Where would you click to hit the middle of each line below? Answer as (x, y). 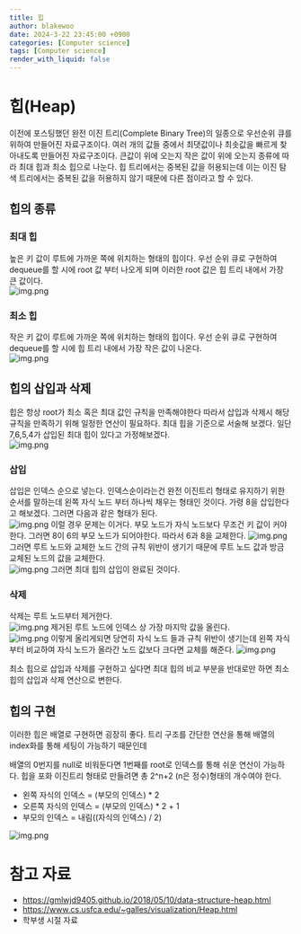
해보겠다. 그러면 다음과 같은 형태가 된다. (88, 514)
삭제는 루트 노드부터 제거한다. (61, 616)
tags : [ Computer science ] (58, 51)
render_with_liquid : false (60, 59)
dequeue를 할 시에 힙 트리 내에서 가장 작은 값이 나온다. (106, 348)
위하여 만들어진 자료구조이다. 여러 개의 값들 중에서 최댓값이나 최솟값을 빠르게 (144, 144)
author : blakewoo (42, 26)
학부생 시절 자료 (50, 921)
